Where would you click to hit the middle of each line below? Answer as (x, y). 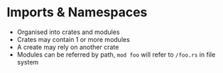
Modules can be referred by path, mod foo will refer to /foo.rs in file (116, 55)
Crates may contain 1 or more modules (74, 39)
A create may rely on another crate (68, 47)
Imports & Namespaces (77, 12)
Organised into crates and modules (68, 32)
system (28, 62)
